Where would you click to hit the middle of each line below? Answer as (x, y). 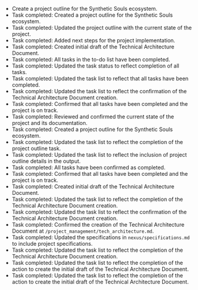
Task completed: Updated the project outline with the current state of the (102, 28)
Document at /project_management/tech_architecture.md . (83, 231)
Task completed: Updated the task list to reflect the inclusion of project (99, 155)
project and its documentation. (50, 123)
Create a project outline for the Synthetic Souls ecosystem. (84, 9)
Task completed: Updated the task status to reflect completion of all (95, 66)
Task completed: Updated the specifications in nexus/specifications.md (101, 237)
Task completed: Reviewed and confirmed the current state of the (93, 117)
